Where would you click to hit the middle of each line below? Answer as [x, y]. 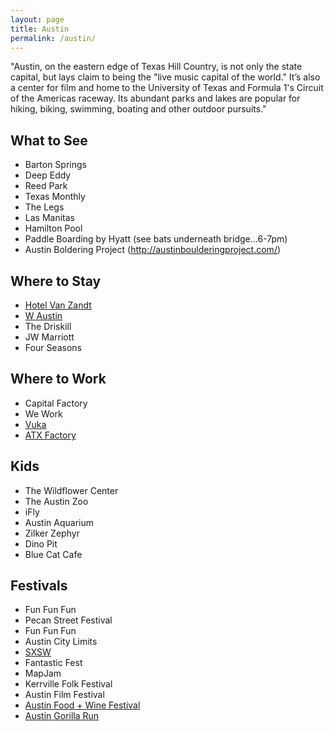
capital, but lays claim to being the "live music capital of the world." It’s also [165, 77]
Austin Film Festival [64, 695]
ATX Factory [50, 435]
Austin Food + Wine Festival [82, 705]
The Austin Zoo [56, 501]
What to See [49, 140]
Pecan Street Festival [68, 620]
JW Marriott [49, 337]
